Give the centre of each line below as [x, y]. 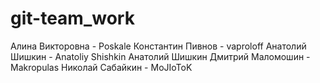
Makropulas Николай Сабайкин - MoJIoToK [101, 67]
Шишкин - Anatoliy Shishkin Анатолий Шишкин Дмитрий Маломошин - [160, 56]
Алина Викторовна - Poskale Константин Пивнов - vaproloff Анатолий [158, 46]
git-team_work [72, 18]
